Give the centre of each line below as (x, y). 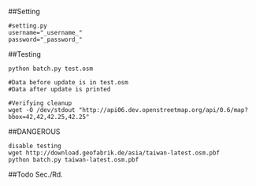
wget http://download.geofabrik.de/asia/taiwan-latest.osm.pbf (114, 153)
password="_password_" (45, 39)
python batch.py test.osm (50, 69)
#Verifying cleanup (40, 103)
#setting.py (28, 26)
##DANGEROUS (34, 132)
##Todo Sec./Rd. (35, 174)
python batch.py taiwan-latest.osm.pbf (74, 160)
